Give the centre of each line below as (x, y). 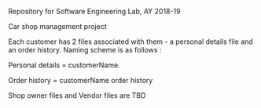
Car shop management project (58, 26)
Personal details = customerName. (64, 65)
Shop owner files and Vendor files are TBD (77, 95)
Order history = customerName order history (81, 80)
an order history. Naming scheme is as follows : (85, 50)
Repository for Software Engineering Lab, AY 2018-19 (94, 11)
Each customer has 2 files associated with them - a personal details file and (130, 41)
